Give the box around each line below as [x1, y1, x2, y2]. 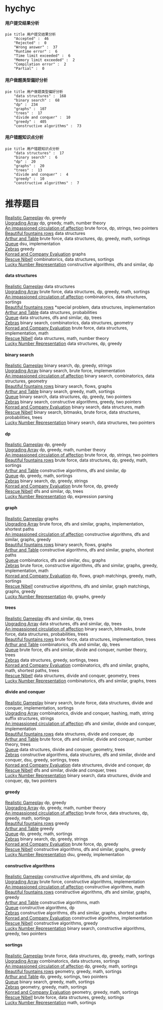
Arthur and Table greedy [5, 826, 54, 832]
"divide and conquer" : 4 [14, 172, 69, 177]
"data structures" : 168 [14, 93, 67, 98]
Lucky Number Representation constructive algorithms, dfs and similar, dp [5, 261, 154, 267]
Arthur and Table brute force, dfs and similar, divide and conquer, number [5, 736, 152, 742]
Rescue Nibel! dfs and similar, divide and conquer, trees [5, 767, 117, 773]
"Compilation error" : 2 [14, 62, 67, 67]
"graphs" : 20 [14, 163, 45, 168]
